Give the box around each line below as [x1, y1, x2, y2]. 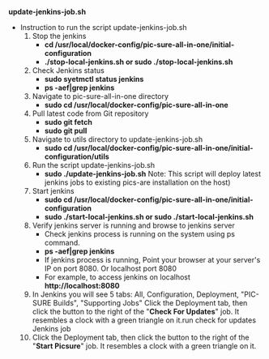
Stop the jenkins [32, 32, 87, 41]
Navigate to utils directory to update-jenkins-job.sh [32, 135, 203, 144]
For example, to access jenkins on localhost [44, 272, 190, 282]
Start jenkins [32, 186, 75, 195]
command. [44, 238, 81, 247]
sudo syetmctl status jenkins [44, 75, 144, 83]
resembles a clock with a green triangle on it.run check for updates [32, 315, 257, 325]
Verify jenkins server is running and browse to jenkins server [32, 220, 235, 230]
